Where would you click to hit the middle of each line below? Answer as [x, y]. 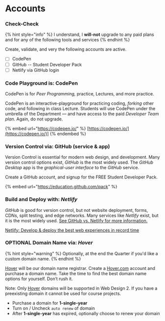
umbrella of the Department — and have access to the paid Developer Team [82, 114]
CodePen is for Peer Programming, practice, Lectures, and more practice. [80, 93]
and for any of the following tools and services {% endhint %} [68, 40]
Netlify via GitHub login [36, 70]
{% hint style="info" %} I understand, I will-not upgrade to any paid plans [80, 34]
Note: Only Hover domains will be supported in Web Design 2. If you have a [81, 288]
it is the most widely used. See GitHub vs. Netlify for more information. [76, 220]
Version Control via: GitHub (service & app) [58, 146]
